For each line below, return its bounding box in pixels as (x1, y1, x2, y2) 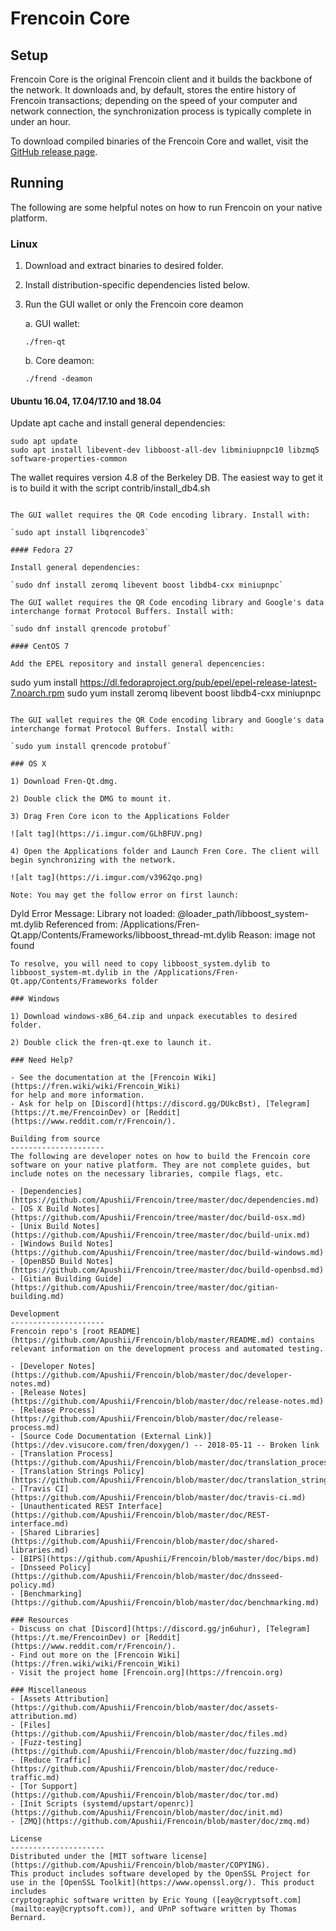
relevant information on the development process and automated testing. (10, 1344, 325, 1354)
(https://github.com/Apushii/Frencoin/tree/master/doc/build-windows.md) (10, 1248, 325, 1258)
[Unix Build (19, 1222, 70, 1232)
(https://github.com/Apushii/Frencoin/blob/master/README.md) (10, 1335, 275, 1346)
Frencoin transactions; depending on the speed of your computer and (10, 95, 298, 106)
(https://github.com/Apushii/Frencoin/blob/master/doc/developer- (10, 1370, 293, 1381)
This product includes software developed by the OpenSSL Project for (10, 1869, 311, 1879)
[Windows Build (19, 1239, 83, 1249)
